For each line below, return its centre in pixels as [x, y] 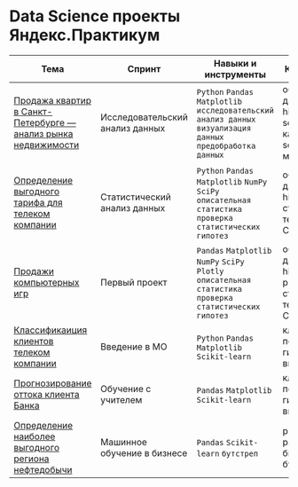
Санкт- [37, 111]
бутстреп [240, 453]
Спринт [144, 68]
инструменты [235, 75]
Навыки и [235, 63]
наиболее [35, 436]
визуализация [224, 128]
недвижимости [47, 145]
